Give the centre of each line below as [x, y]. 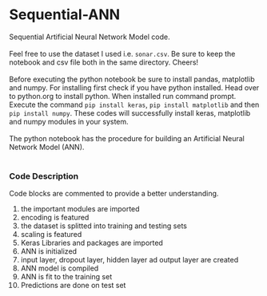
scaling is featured [51, 235]
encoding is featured [55, 218]
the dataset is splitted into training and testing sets [104, 226]
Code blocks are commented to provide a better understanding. [114, 194]
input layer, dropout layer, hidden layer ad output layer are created [130, 260]
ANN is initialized [49, 251]
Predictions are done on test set [73, 286]
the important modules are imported [80, 209]
